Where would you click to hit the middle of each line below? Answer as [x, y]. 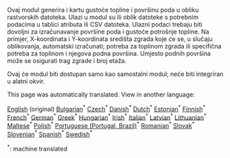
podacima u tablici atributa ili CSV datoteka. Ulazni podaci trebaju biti [105, 24]
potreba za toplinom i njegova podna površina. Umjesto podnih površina [109, 53]
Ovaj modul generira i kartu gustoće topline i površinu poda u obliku [103, 10]
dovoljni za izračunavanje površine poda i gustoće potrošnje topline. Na [108, 31]
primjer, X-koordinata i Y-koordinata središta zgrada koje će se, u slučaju [110, 39]
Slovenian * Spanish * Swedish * [50, 133]
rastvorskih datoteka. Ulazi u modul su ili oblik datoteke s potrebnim [103, 17]
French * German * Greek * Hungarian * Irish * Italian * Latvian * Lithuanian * [107, 117]
